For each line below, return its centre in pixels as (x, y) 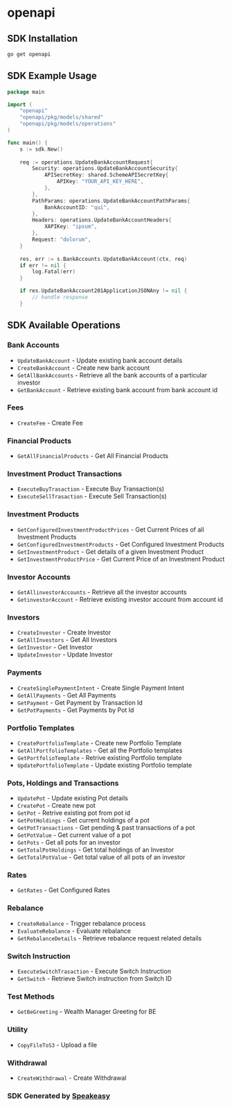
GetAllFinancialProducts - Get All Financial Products (92, 456)
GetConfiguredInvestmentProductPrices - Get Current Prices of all (110, 530)
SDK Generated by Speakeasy (59, 1096)
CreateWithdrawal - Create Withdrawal (72, 1078)
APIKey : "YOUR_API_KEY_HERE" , (100, 182)
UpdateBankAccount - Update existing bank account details (100, 360)
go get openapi (29, 54)
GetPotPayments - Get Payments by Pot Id (75, 710)
